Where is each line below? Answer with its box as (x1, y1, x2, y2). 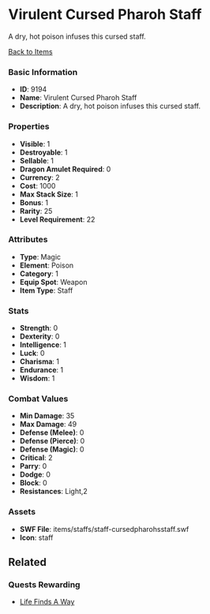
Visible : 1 (19, 139, 51, 148)
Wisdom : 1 (19, 373, 55, 384)
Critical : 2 (19, 453, 53, 462)
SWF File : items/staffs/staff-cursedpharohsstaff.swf (19, 524, 189, 534)
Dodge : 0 (19, 470, 51, 479)
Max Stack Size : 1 (19, 189, 79, 199)
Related (8, 556, 47, 569)
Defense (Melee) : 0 (19, 428, 84, 437)
